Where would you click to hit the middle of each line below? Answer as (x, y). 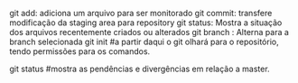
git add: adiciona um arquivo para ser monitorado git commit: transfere (141, 13)
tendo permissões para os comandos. (80, 51)
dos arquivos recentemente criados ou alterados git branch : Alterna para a (149, 32)
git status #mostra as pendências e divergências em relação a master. (140, 69)
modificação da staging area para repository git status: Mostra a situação (146, 23)
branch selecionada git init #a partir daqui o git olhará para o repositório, (144, 41)
